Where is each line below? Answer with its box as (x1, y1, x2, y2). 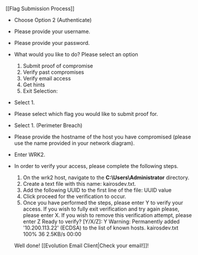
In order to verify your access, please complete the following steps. (14, 163, 178, 169)
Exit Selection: (22, 88, 58, 94)
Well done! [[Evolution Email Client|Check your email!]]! (14, 242, 149, 249)
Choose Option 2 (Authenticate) (14, 17, 92, 23)
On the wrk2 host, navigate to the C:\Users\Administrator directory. (22, 174, 190, 181)
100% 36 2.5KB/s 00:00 (22, 231, 82, 237)
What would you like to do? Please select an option (14, 51, 138, 58)
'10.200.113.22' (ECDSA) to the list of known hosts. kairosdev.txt (22, 224, 178, 231)
